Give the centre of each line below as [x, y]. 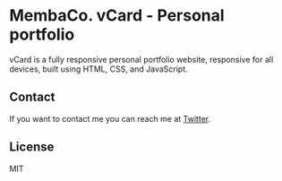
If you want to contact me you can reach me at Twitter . [110, 118]
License [32, 147]
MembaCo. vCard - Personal [117, 16]
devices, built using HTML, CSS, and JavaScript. [98, 69]
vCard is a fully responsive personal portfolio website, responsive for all [141, 59]
